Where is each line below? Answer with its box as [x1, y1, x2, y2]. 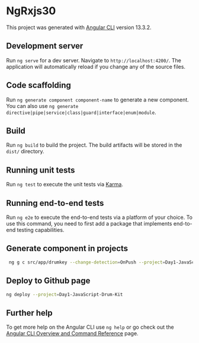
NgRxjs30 [6, 4, 56, 18]
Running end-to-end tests [6, 198, 104, 208]
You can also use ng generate [6, 102, 79, 109]
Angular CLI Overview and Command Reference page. [6, 330, 139, 337]
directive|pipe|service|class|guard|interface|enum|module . [6, 109, 156, 116]
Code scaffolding [6, 80, 71, 90]
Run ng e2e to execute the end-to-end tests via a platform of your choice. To [6, 214, 193, 221]
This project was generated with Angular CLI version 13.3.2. [6, 24, 152, 31]
